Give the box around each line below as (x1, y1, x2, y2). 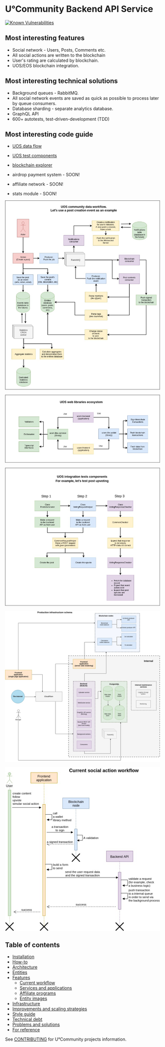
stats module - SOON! (12, 191, 57, 197)
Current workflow (19, 980, 55, 986)
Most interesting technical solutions (5, 77, 118, 85)
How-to (12, 959, 28, 965)
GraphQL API (12, 110, 39, 116)
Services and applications (19, 985, 72, 991)
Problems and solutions (12, 1021, 60, 1027)
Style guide (12, 1011, 36, 1017)
